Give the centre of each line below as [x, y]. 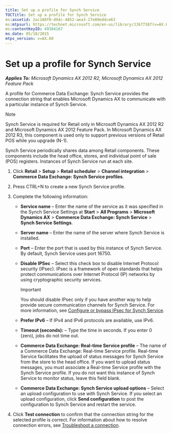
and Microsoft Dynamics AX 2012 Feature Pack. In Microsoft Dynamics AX [83, 129]
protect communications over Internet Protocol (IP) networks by [88, 274]
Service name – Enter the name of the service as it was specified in [92, 206]
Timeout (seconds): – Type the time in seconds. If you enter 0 [86, 330]
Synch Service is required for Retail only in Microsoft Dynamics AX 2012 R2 [85, 124]
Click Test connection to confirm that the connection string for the [83, 414]
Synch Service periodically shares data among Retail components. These [82, 150]
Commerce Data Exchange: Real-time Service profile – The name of [93, 345]
